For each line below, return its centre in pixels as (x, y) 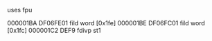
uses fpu (20, 10)
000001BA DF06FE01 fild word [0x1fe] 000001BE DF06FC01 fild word (106, 23)
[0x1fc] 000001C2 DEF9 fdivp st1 (54, 30)
